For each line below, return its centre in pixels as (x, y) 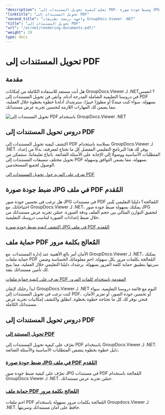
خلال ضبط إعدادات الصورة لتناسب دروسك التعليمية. (53, 217)
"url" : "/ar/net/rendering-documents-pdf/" (51, 28)
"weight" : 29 (19, 32)
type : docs (17, 37)
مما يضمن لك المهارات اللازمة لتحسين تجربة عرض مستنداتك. (61, 107)
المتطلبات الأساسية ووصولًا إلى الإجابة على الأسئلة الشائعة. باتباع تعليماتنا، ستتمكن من (83, 154)
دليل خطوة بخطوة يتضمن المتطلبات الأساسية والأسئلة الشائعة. (62, 350)
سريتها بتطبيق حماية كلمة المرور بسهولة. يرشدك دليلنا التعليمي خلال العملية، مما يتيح (82, 265)
